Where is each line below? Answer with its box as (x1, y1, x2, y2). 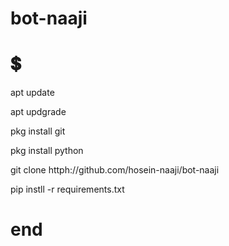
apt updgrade (10, 106, 67, 118)
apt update (10, 87, 55, 99)
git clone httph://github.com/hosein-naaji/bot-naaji (10, 164, 220, 176)
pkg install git (10, 125, 66, 137)
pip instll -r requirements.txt (10, 183, 125, 196)
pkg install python (10, 145, 84, 157)
